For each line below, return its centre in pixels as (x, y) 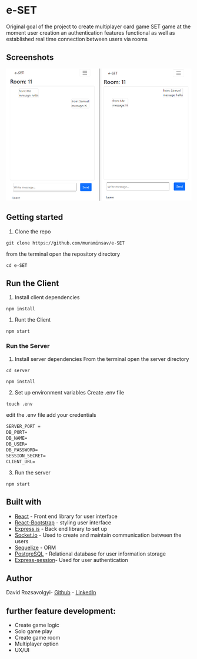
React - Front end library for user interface (66, 516)
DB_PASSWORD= (22, 450)
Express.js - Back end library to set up (61, 528)
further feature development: (61, 611)
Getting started (35, 217)
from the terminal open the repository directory (63, 254)
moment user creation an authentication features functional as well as (91, 32)
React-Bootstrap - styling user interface (63, 522)
